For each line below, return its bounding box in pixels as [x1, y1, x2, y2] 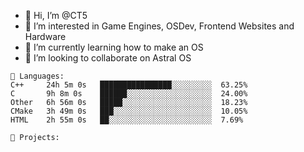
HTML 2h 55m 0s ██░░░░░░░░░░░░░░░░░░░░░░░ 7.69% [10, 115, 244, 125]
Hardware [24, 31, 67, 42]
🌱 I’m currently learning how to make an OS [24, 41, 204, 53]
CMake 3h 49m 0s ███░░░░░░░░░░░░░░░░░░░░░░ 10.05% [10, 106, 248, 116]
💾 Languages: [10, 71, 65, 81]
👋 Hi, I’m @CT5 [24, 10, 88, 21]
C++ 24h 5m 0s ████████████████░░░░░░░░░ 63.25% [10, 80, 248, 90]
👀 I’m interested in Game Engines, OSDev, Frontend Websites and [24, 20, 295, 32]
